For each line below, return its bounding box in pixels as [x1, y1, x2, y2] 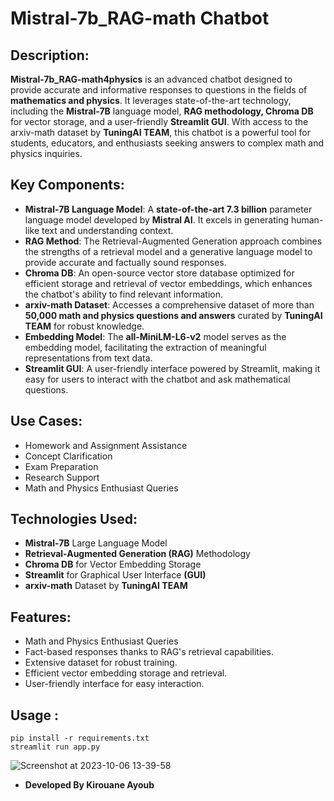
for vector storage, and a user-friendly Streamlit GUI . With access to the [10, 116, 309, 127]
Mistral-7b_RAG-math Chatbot [10, 7, 270, 30]
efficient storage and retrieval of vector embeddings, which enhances [24, 277, 313, 289]
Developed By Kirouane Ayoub [24, 779, 155, 791]
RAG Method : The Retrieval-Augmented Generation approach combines [24, 235, 323, 247]
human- [290, 213, 324, 226]
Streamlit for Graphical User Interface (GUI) [24, 569, 207, 581]
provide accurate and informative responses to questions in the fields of [10, 84, 308, 96]
